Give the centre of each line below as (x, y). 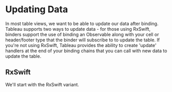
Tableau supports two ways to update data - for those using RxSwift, (78, 29)
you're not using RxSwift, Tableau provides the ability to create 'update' (81, 45)
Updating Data (37, 9)
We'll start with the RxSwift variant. (42, 84)
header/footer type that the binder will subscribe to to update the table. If (83, 40)
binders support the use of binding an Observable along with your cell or (82, 34)
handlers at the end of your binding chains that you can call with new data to (86, 51)
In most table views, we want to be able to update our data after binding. (82, 24)
